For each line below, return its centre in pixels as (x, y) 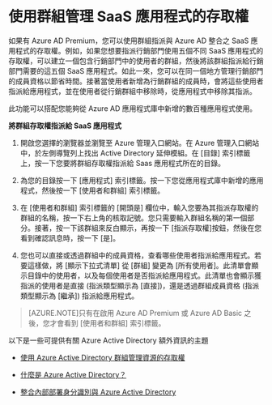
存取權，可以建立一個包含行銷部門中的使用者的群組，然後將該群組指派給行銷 (136, 61)
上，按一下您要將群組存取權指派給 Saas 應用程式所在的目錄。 (122, 163)
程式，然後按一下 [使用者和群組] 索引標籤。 (92, 190)
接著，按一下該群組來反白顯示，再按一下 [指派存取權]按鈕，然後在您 (148, 228)
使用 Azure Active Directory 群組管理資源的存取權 (102, 357)
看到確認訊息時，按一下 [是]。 (70, 238)
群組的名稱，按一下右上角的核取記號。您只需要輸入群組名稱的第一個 (134, 217)
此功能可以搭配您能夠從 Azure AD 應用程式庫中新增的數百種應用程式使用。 (133, 108)
